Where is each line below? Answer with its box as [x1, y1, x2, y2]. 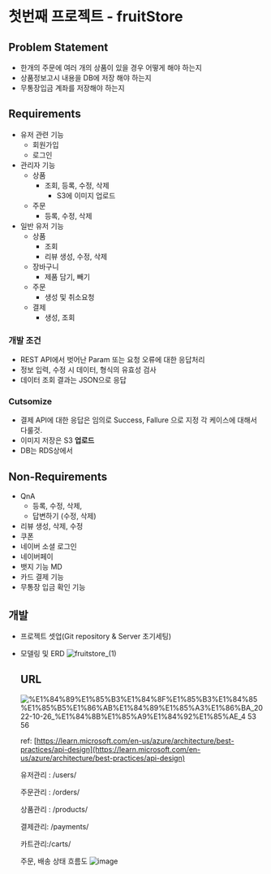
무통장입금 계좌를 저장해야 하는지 [19, 83, 125, 93]
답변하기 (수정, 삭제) [32, 511, 97, 521]
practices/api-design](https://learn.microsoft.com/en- [19, 744, 201, 754]
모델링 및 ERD [19, 649, 65, 659]
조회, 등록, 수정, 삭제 [44, 180, 110, 190]
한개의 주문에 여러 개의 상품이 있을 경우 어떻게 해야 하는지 [19, 63, 203, 72]
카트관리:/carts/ [19, 838, 71, 849]
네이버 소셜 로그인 [19, 542, 77, 552]
